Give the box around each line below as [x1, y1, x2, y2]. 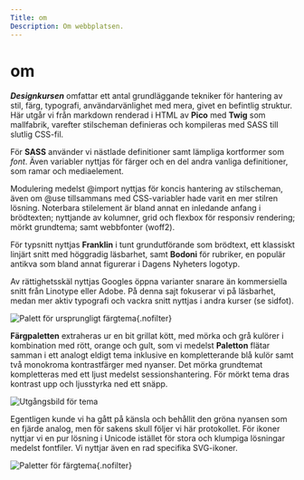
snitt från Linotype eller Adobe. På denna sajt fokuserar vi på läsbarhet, [10, 286, 277, 297]
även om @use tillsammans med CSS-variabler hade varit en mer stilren [10, 193, 279, 204]
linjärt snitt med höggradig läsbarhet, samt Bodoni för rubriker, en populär [10, 249, 286, 260]
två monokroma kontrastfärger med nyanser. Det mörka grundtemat [10, 360, 263, 370]
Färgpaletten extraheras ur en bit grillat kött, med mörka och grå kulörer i [10, 331, 284, 341]
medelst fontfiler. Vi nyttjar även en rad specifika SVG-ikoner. [10, 443, 238, 454]
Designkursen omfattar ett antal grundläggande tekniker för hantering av [10, 91, 283, 101]
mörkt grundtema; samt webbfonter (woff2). [10, 222, 176, 233]
